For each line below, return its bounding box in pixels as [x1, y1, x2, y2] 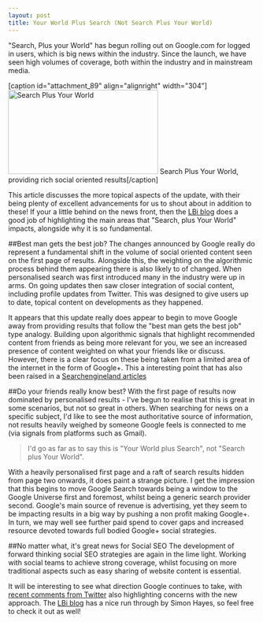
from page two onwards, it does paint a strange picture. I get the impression [8, 476, 255, 485]
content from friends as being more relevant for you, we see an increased [8, 338, 247, 347]
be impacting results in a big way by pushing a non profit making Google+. [8, 509, 250, 518]
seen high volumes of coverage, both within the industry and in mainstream [8, 57, 254, 67]
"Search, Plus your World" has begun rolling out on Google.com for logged [8, 40, 250, 50]
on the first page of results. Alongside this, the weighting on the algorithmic [8, 255, 254, 265]
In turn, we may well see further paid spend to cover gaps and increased [8, 517, 244, 527]
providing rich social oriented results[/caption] [8, 175, 159, 184]
